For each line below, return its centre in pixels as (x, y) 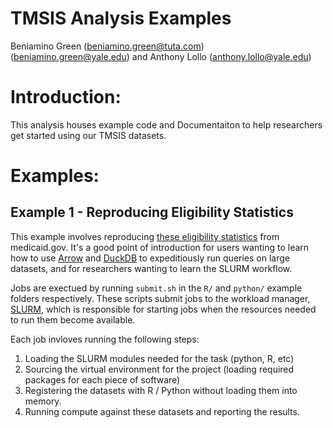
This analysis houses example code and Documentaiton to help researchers (166, 124)
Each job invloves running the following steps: (105, 339)
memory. (43, 401)
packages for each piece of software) (102, 379)
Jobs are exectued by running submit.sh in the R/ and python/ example (156, 288)
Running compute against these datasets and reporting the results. (162, 411)
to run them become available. (73, 319)
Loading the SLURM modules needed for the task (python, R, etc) (159, 358)
